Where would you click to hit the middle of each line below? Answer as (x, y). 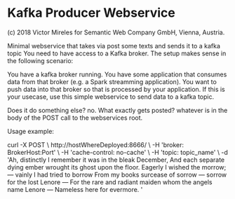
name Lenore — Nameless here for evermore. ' (75, 189)
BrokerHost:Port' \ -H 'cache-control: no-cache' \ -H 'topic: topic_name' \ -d (117, 152)
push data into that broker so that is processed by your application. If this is (116, 89)
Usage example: (31, 131)
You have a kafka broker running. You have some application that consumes (117, 74)
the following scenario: (40, 60)
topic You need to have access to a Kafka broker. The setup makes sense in (117, 53)
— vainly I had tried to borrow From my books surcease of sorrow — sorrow (117, 174)
